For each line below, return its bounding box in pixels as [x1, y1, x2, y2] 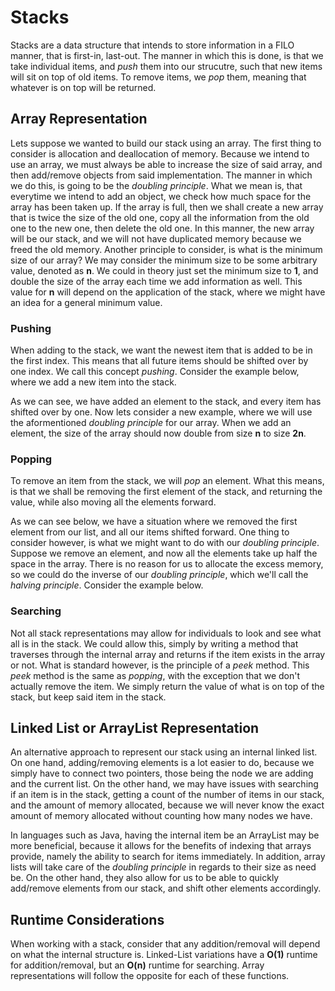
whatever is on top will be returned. [10, 81, 157, 93]
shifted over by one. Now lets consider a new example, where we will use [10, 406, 313, 418]
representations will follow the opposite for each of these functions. [10, 970, 290, 982]
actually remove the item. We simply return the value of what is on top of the [10, 680, 325, 692]
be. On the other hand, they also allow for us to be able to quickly [10, 872, 280, 884]
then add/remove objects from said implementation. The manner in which [10, 169, 313, 181]
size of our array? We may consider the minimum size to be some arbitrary [10, 254, 318, 266]
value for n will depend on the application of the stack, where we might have [10, 286, 326, 298]
